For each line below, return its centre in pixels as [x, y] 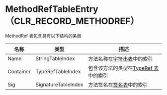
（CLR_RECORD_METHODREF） [72, 21]
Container [19, 71]
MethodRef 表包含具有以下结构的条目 [43, 36]
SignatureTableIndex [59, 84]
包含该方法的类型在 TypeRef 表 [124, 68]
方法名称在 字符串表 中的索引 [121, 59]
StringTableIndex [55, 58]
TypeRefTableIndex [58, 71]
